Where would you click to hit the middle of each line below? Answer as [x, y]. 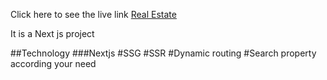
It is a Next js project [52, 33]
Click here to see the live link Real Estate [93, 14]
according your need [53, 63]
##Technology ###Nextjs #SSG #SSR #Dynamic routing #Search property [163, 53]
